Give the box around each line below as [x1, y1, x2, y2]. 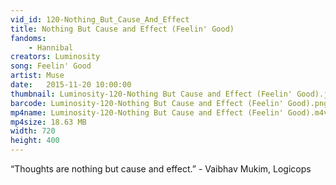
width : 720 [10, 126, 56, 136]
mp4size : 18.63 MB [10, 117, 87, 127]
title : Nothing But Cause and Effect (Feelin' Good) [10, 24, 235, 34]
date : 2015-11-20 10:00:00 [10, 80, 132, 90]
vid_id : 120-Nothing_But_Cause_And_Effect [10, 14, 190, 25]
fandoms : [10, 33, 47, 43]
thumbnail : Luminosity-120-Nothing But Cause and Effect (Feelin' [10, 89, 293, 99]
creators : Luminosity [10, 52, 101, 62]
